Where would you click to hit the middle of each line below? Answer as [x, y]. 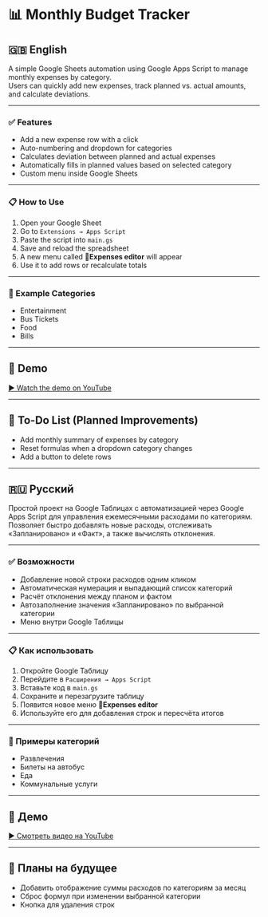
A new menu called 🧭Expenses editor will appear [101, 256]
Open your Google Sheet [61, 223]
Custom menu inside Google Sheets [79, 174]
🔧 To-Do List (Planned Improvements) [103, 420]
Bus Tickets [39, 318]
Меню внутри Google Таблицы [71, 622]
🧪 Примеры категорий [54, 741]
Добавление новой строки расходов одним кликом [108, 579]
